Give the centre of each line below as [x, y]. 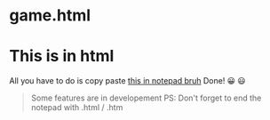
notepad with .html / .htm [77, 108]
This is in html [62, 56]
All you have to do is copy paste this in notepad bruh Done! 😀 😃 [127, 81]
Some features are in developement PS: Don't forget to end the [146, 98]
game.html [50, 16]
